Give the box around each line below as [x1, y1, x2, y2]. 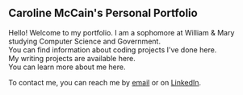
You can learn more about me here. [8, 62, 126, 72]
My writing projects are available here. [8, 53, 136, 63]
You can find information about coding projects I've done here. [8, 44, 217, 55]
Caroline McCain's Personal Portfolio [8, 6, 198, 20]
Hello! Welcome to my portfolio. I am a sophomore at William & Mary [8, 27, 235, 37]
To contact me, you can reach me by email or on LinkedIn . [8, 77, 202, 87]
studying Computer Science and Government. [8, 36, 161, 46]
